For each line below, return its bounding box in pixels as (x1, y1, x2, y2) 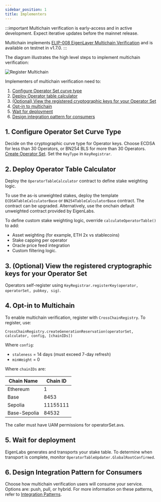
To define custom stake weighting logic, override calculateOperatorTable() (5, 218, 157, 223)
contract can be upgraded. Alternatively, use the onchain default (5, 203, 135, 209)
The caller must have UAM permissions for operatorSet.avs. (5, 422, 125, 428)
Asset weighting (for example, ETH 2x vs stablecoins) (12, 232, 120, 238)
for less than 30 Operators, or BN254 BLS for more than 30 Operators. (5, 146, 146, 151)
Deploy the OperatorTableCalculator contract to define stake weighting (5, 178, 148, 184)
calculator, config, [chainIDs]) (5, 333, 73, 338)
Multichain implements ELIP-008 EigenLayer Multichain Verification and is (5, 39, 153, 45)
